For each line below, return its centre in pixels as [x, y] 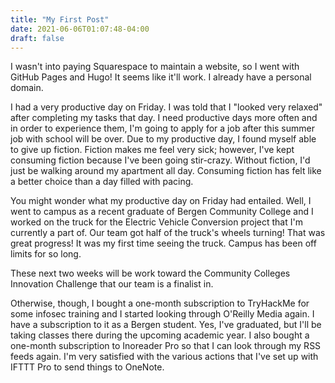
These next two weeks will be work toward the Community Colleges [150, 273]
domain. [27, 88]
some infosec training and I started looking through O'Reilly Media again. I [162, 314]
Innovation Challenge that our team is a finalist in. [112, 284]
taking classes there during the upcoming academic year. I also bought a [160, 335]
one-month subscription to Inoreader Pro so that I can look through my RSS [166, 346]
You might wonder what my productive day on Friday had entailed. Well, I [161, 201]
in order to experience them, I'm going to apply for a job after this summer [162, 128]
